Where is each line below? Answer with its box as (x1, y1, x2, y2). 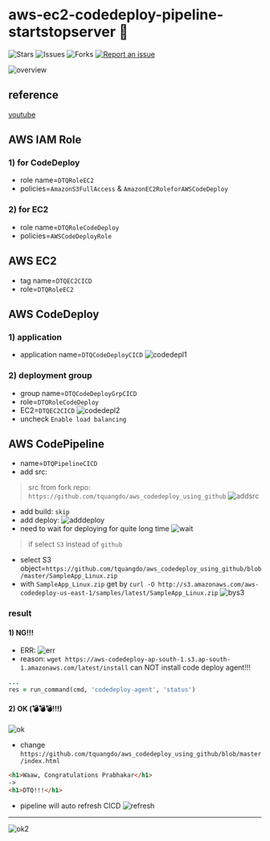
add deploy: (19, 515, 60, 525)
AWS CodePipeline (8, 437, 104, 451)
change (19, 740, 46, 750)
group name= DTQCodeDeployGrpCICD (19, 388, 137, 398)
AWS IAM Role (8, 133, 82, 146)
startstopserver (8, 23, 117, 41)
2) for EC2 (8, 204, 49, 215)
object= (19, 563, 47, 573)
